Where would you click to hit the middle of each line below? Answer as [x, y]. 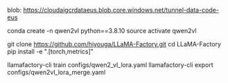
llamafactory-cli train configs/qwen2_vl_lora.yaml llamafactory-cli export [110, 65]
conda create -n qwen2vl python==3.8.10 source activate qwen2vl [102, 31]
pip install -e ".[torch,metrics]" [50, 52]
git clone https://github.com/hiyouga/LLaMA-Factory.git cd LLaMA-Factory [114, 44]
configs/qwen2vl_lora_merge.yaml [56, 72]
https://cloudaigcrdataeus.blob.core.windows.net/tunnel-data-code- [121, 10]
